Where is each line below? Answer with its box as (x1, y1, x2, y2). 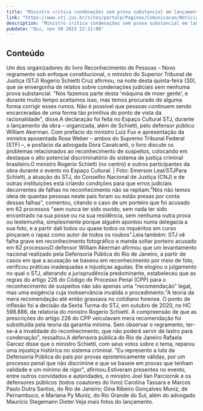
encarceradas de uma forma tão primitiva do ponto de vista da (6, 109, 162, 117)
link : (6, 15, 20, 21)
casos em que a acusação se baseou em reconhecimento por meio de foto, (6, 257, 195, 264)
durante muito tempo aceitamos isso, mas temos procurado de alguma (6, 96, 182, 103)
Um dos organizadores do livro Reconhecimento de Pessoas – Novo (6, 64, 176, 71)
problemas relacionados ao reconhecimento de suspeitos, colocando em (6, 147, 188, 155)
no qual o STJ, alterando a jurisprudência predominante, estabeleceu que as (6, 270, 196, 277)
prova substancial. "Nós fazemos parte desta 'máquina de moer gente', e (6, 90, 188, 97)
